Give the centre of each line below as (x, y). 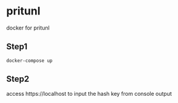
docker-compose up (29, 61)
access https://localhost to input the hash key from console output (89, 93)
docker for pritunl (28, 28)
